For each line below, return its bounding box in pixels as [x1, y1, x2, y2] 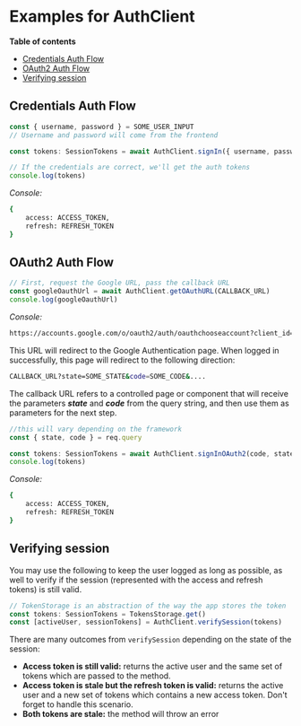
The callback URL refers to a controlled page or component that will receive [9, 388, 289, 398]
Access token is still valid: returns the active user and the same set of [21, 661, 283, 672]
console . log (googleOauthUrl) [9, 295, 118, 304]
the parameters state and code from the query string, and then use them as [9, 398, 289, 408]
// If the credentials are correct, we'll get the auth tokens [9, 163, 251, 172]
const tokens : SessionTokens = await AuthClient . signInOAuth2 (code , [9, 449, 271, 459]
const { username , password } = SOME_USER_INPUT [9, 122, 194, 131]
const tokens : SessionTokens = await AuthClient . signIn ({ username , [9, 146, 271, 156]
